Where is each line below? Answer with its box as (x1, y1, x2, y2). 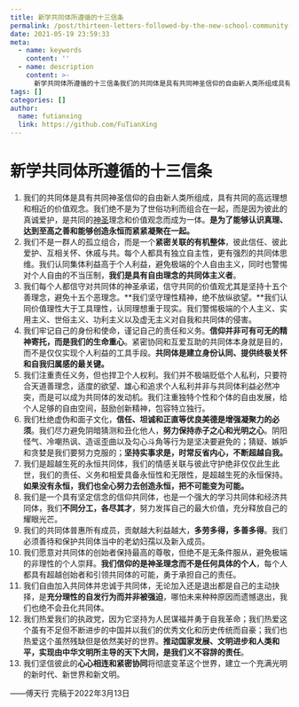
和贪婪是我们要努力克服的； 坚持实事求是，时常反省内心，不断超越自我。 (22, 447, 287, 458)
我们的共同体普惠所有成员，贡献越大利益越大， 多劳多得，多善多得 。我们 (22, 524, 287, 535)
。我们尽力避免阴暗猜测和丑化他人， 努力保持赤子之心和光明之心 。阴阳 (30, 425, 287, 436)
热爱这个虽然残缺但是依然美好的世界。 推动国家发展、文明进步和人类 (22, 635, 272, 646)
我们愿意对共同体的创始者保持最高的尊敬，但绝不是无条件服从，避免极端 (22, 546, 287, 557)
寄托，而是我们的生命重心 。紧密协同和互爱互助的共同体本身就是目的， (30, 336, 287, 347)
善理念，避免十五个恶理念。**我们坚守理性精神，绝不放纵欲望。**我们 (22, 292, 280, 302)
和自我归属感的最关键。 (22, 358, 109, 369)
